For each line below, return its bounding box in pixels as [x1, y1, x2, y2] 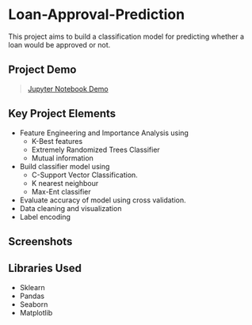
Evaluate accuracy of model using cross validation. [19, 195, 186, 205]
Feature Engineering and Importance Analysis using [19, 128, 189, 138]
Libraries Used [8, 262, 82, 275]
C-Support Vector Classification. [31, 170, 139, 180]
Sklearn [19, 282, 45, 292]
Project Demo [8, 63, 77, 77]
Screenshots [8, 235, 73, 248]
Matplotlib [19, 308, 53, 317]
